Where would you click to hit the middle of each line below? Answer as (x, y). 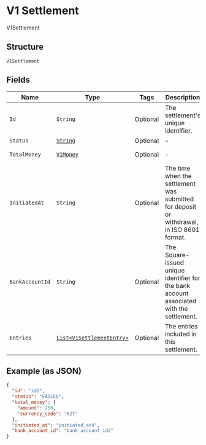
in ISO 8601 (182, 230)
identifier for (182, 278)
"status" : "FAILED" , (38, 397)
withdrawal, (181, 222)
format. (175, 237)
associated (181, 301)
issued (174, 263)
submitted (179, 199)
